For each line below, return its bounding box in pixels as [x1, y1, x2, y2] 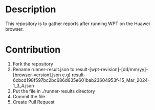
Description [5, 4, 56, 15]
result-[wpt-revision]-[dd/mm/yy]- [75, 66, 148, 72]
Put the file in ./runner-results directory [12, 88, 96, 94]
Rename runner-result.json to [12, 66, 75, 72]
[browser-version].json [12, 72, 61, 78]
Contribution [5, 44, 61, 56]
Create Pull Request [12, 99, 55, 105]
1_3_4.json [12, 82, 34, 89]
